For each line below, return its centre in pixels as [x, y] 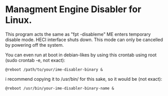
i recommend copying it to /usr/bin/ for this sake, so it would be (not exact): [84, 79]
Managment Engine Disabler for [73, 9]
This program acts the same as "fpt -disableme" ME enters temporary [78, 34]
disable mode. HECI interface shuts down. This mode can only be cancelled [84, 40]
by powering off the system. [35, 45]
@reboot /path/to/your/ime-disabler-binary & [54, 70]
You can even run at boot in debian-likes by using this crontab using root [81, 55]
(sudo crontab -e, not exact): [35, 60]
